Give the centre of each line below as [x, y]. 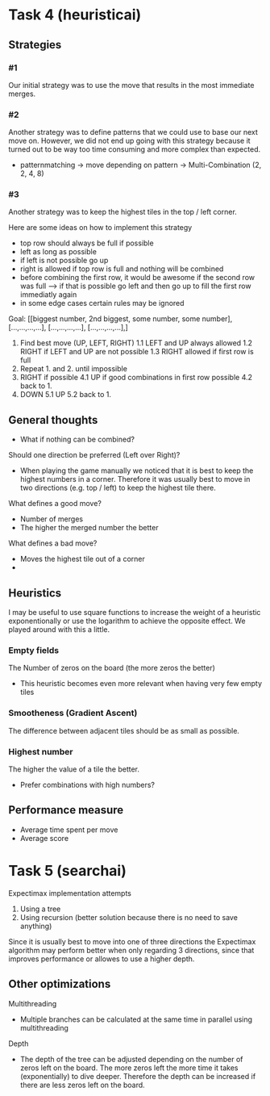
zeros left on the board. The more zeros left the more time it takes [129, 1068]
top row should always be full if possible [87, 243]
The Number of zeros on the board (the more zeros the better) [112, 668]
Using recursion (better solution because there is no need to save [129, 917]
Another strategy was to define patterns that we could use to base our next [133, 132]
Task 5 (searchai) [67, 870]
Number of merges [51, 519]
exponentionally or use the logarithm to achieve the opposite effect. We [127, 621]
